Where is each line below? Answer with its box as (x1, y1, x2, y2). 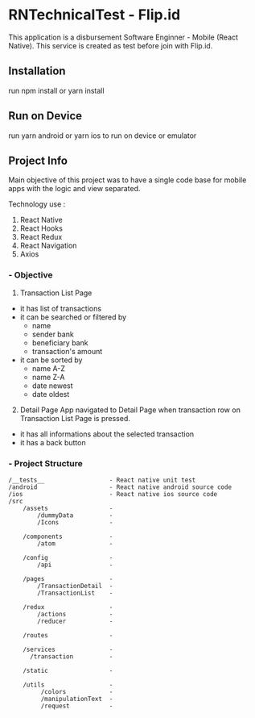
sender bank (31, 329, 74, 339)
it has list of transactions (19, 303, 102, 313)
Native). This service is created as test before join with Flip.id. (8, 40, 213, 50)
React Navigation (19, 240, 77, 251)
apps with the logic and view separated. (8, 184, 141, 194)
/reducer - (37, 617, 113, 625)
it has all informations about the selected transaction (19, 429, 195, 439)
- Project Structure (8, 457, 83, 469)
